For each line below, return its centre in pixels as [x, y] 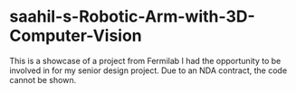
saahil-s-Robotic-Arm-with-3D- [132, 17]
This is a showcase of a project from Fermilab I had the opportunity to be [145, 60]
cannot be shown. [43, 79]
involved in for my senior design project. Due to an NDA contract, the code [148, 70]
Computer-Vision [76, 36]
